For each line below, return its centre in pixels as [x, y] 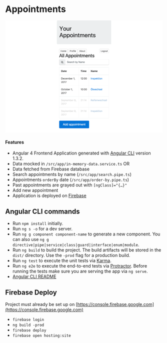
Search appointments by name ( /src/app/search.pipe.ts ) [72, 174]
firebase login [28, 319]
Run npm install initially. [38, 223]
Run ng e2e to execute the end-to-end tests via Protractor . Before [80, 266]
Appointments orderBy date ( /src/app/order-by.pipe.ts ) [70, 180]
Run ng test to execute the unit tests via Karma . [62, 260]
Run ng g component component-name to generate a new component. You [86, 234]
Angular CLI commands [42, 211]
